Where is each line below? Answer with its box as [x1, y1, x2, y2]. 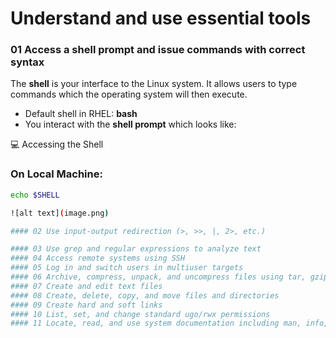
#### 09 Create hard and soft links [10, 300, 163, 310]
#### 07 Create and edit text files [10, 281, 163, 291]
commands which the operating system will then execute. [10, 88, 248, 101]
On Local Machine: [10, 167, 103, 181]
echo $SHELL [10, 190, 60, 200]
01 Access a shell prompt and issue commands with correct [10, 43, 306, 57]
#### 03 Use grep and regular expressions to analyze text [10, 244, 262, 254]
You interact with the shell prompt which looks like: [24, 118, 237, 131]
